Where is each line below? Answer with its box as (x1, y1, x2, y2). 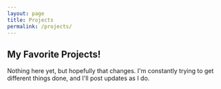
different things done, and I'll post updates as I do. (7, 74, 150, 83)
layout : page (7, 10, 45, 17)
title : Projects (7, 17, 54, 23)
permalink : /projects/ (7, 23, 72, 30)
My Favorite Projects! (7, 48, 101, 60)
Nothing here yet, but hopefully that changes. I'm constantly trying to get (7, 67, 214, 75)
